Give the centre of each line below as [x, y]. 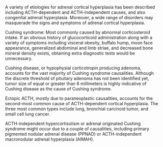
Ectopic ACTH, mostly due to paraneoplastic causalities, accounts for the [79, 98]
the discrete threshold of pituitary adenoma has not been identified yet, [77, 78]
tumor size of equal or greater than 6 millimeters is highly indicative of [76, 84]
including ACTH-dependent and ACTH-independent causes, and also [75, 12]
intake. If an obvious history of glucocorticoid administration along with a [79, 37]
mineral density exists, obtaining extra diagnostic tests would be [70, 53]
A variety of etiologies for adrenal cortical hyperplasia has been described [80, 7]
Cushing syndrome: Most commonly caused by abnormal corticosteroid [78, 32]
